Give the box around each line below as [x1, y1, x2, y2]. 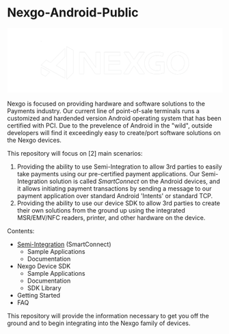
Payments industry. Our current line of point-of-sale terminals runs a [7, 107, 200, 115]
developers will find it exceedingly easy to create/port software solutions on [7, 129, 221, 137]
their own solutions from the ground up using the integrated [16, 206, 186, 215]
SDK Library [27, 284, 62, 292]
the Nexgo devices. [7, 136, 62, 145]
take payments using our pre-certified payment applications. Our [16, 170, 200, 178]
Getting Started [16, 291, 60, 300]
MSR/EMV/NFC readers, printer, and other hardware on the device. [16, 214, 206, 222]
